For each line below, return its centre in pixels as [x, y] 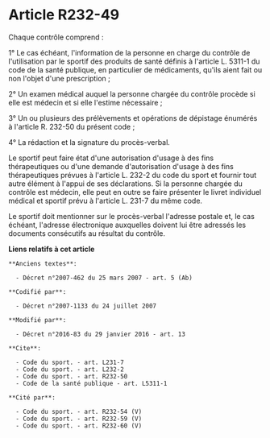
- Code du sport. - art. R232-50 [72, 376]
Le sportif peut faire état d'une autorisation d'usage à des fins [111, 158]
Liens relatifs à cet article [52, 249]
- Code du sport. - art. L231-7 [70, 362]
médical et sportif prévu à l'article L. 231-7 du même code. [106, 200]
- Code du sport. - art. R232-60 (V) [79, 426]
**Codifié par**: [37, 291]
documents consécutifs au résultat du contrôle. [87, 233]
